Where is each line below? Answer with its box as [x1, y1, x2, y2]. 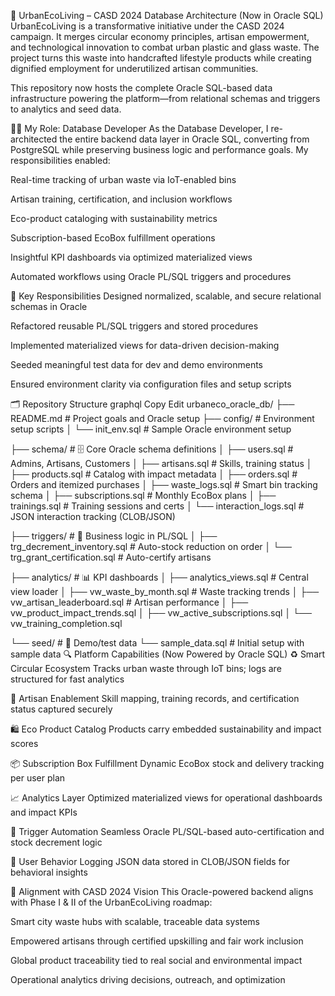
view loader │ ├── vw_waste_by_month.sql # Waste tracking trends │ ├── [10, 586, 320, 597]
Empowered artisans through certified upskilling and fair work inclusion [10, 935, 304, 947]
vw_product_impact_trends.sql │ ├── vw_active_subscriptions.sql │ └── [10, 607, 312, 619]
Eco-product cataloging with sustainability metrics [10, 213, 218, 224]
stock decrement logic [10, 836, 103, 848]
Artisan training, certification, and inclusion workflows [10, 193, 233, 205]
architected [10, 133, 58, 145]
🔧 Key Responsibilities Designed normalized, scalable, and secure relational [10, 290, 322, 302]
